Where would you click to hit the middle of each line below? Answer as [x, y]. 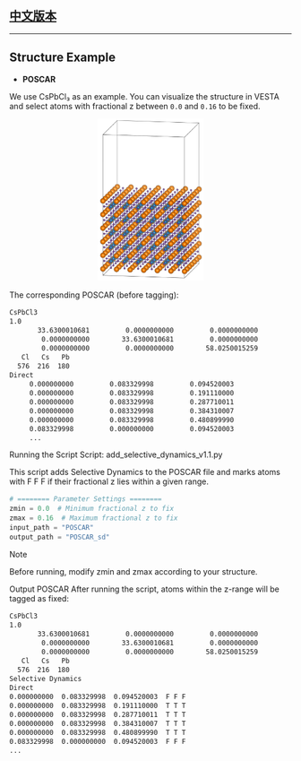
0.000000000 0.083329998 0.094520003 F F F [98, 696]
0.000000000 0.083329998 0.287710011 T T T [98, 714]
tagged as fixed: [39, 598]
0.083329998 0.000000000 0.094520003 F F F [98, 741]
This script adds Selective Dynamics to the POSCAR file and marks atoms [145, 472]
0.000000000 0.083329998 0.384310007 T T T [98, 723]
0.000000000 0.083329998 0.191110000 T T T [98, 705]
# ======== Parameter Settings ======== [86, 499]
